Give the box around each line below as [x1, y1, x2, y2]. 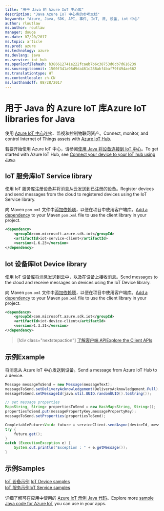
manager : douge [5, 30, 36, 35]
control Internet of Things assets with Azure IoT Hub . [5, 136, 111, 142]
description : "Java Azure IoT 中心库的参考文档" [5, 12, 100, 17]
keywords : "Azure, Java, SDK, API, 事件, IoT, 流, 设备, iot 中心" [5, 16, 140, 21]
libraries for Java [5, 113, 75, 124]
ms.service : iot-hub [5, 57, 47, 62]
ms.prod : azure [5, 44, 36, 49]
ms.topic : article [5, 39, 42, 44]
